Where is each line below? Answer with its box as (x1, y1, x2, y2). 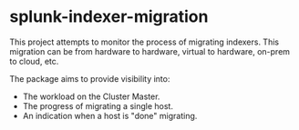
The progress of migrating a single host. (22, 100, 173, 111)
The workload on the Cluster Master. (22, 91, 160, 102)
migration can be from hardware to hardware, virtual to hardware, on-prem (9, 45, 290, 56)
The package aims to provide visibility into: (9, 73, 170, 84)
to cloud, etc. (9, 55, 59, 66)
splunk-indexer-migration (9, 6, 209, 27)
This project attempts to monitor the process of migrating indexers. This (9, 36, 280, 47)
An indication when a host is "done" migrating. (22, 110, 198, 121)
